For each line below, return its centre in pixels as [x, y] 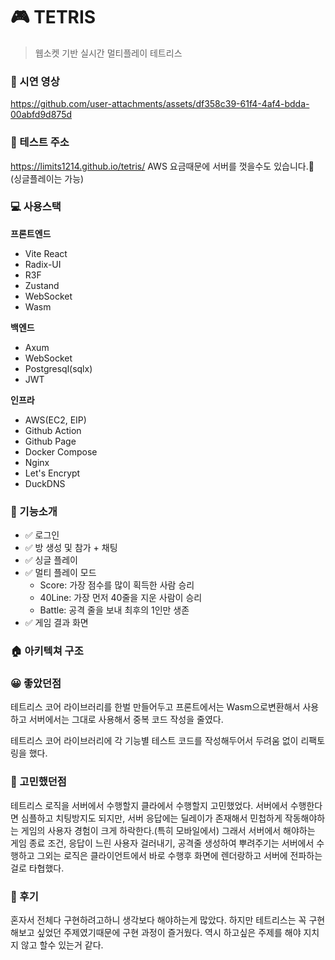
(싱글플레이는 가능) [47, 178]
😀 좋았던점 [36, 683]
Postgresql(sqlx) [58, 368]
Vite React [46, 253]
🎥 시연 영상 [35, 81]
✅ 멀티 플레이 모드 [60, 573]
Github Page [50, 441]
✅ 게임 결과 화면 [56, 623]
